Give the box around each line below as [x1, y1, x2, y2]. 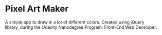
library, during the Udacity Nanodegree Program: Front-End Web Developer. [5, 24, 157, 30]
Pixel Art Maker [5, 3, 69, 14]
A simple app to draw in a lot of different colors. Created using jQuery [5, 19, 144, 25]
